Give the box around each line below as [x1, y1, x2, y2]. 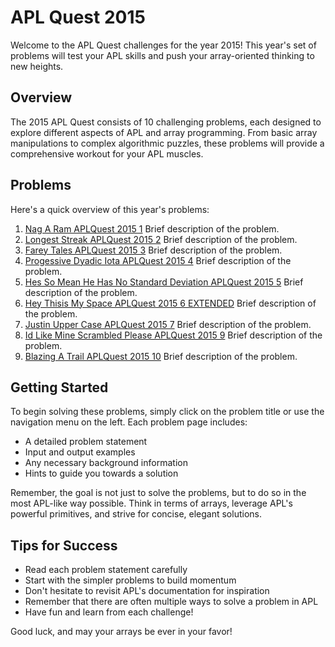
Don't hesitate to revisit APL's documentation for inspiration [24, 585, 270, 597]
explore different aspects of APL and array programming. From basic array [10, 126, 318, 138]
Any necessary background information [24, 457, 188, 469]
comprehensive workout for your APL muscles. [10, 147, 204, 160]
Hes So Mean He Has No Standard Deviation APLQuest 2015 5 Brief [24, 276, 304, 288]
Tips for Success [10, 537, 118, 554]
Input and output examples [24, 446, 136, 458]
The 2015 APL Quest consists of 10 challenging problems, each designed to [10, 116, 322, 128]
